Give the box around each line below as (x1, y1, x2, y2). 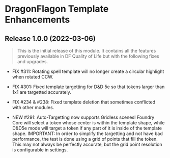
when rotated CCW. (12, 74, 53, 80)
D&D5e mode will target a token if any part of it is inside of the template (12, 125, 162, 131)
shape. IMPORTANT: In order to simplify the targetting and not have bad (12, 130, 163, 137)
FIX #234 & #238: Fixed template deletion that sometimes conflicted (12, 99, 156, 105)
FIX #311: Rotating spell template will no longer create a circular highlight (12, 68, 164, 74)
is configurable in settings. (12, 147, 68, 153)
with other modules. (12, 104, 54, 110)
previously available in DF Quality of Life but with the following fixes (17, 53, 159, 59)
